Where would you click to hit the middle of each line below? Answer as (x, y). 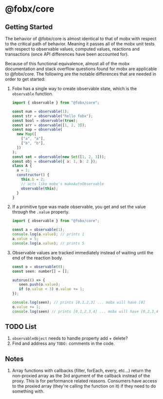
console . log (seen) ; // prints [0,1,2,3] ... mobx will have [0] (79, 303)
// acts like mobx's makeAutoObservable (63, 184)
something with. (28, 391)
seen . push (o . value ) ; (40, 285)
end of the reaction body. (37, 258)
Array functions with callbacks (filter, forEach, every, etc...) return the (81, 371)
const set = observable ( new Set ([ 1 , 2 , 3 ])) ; (59, 157)
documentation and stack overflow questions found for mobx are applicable (81, 69)
